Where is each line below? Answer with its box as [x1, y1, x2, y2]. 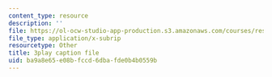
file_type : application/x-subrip [8, 34, 121, 43]
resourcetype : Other [8, 42, 79, 50]
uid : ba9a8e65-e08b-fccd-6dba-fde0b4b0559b [8, 57, 158, 65]
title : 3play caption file [8, 49, 100, 57]
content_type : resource [8, 11, 89, 20]
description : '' [8, 19, 63, 27]
